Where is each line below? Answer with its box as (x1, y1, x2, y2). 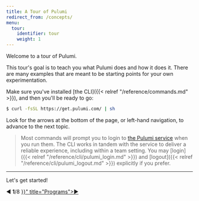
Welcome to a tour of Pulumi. (6, 53, 77, 59)
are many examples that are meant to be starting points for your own (6, 71, 174, 77)
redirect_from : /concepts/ (6, 14, 73, 20)
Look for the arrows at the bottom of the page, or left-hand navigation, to (6, 116, 184, 123)
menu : (6, 20, 20, 25)
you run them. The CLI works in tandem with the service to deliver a (20, 141, 187, 148)
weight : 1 (17, 36, 41, 42)
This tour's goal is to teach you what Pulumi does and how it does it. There (6, 64, 188, 71)
